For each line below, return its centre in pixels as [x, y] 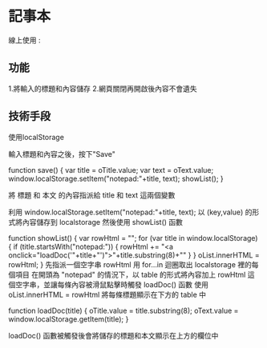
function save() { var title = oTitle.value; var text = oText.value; [111, 170]
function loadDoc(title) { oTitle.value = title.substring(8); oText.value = [123, 310]
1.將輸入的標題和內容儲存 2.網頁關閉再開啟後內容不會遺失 [103, 88]
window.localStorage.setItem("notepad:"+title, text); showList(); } [116, 178]
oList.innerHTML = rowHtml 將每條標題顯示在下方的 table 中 [107, 294]
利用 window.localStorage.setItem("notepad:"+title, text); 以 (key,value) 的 [130, 212]
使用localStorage [36, 137]
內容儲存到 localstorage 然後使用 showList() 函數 [102, 222]
